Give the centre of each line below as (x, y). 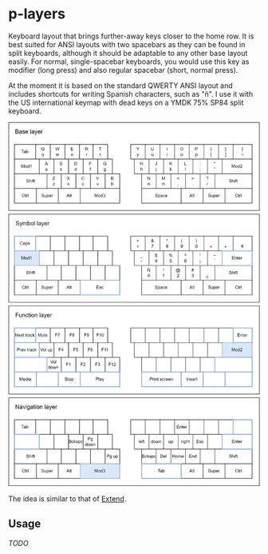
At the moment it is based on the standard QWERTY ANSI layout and (120, 86)
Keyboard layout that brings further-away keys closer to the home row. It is (131, 36)
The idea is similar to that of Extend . (67, 498)
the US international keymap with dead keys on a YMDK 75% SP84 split (126, 102)
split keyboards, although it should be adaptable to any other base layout (128, 53)
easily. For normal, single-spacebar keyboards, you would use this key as (129, 62)
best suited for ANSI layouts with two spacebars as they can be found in (127, 44)
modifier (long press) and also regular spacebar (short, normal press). (123, 70)
